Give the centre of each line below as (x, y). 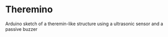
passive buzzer (21, 29)
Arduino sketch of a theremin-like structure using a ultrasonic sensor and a (84, 24)
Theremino (29, 10)
